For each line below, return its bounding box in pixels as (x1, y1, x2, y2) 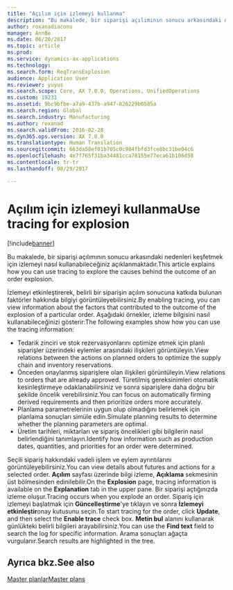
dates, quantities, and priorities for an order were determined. (17, 442, 194, 450)
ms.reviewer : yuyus (7, 81, 64, 88)
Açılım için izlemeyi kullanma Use (7, 201, 201, 217)
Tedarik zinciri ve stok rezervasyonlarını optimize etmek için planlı (17, 338, 205, 347)
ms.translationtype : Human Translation (7, 140, 123, 147)
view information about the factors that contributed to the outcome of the (7, 303, 216, 311)
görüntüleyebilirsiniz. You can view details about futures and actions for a (7, 463, 215, 471)
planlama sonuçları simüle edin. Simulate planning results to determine (17, 412, 217, 420)
